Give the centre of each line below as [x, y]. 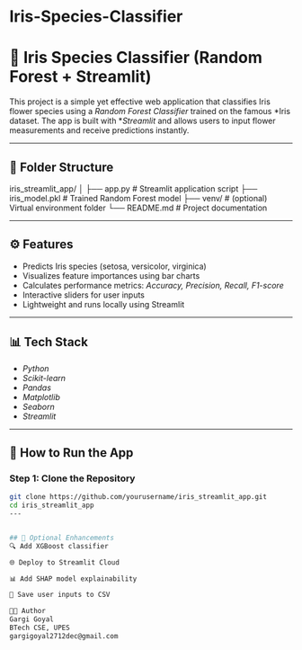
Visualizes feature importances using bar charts [111, 275]
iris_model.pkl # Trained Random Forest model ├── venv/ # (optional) [138, 198]
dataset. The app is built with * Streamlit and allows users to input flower [142, 121]
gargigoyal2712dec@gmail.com [64, 636]
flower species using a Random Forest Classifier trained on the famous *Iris [150, 111]
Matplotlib [41, 396]
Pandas [37, 387]
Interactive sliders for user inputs [84, 295]
